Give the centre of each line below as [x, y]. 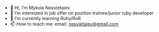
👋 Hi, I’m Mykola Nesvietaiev [40, 8]
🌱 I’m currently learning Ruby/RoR [45, 18]
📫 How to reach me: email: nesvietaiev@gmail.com [64, 24]
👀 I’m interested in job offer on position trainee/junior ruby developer [82, 13]
